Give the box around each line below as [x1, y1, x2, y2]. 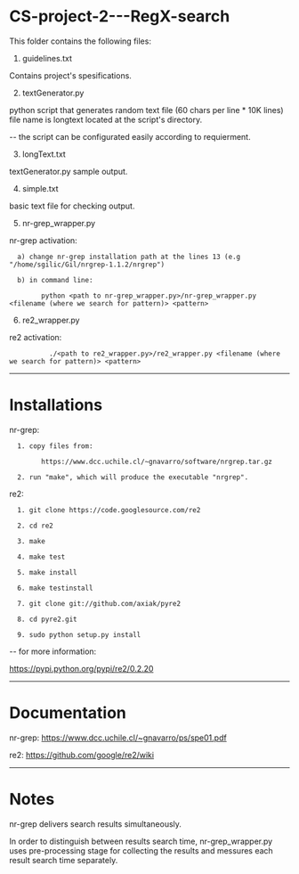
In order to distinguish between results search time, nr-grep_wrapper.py [9, 836, 273, 846]
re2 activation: [9, 331, 62, 342]
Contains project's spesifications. [9, 69, 132, 81]
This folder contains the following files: [9, 36, 151, 46]
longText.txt [21, 149, 67, 159]
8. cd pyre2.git [17, 615, 77, 624]
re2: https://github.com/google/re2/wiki [9, 749, 154, 760]
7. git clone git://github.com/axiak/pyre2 [17, 599, 181, 608]
